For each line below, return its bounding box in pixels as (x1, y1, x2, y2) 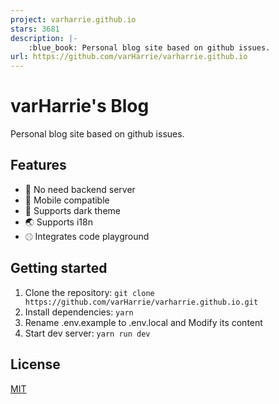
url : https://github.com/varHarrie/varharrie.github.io (10, 52, 248, 62)
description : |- (10, 33, 78, 43)
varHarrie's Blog (10, 95, 150, 118)
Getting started (10, 260, 108, 277)
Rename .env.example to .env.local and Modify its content (24, 316, 263, 328)
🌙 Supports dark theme (24, 204, 121, 216)
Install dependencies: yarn (24, 306, 134, 318)
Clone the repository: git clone (24, 286, 155, 298)
